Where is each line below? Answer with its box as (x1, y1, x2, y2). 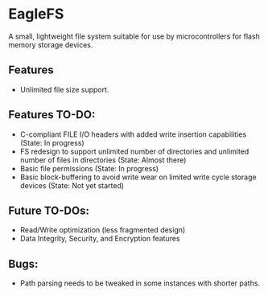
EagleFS (8, 5, 64, 23)
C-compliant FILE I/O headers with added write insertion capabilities (19, 129, 247, 139)
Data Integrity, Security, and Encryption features (19, 234, 180, 244)
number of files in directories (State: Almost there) (19, 154, 187, 165)
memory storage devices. (8, 39, 93, 49)
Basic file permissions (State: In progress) (19, 163, 159, 173)
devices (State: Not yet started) (19, 180, 125, 190)
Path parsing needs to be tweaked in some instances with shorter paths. (19, 278, 260, 288)
